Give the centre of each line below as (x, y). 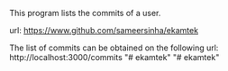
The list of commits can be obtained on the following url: (114, 48)
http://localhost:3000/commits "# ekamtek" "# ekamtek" (114, 57)
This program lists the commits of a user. (85, 13)
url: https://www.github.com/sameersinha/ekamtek (104, 30)
